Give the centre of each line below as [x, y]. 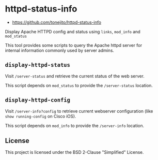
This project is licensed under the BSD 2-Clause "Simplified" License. [74, 152]
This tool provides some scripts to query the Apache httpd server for [73, 45]
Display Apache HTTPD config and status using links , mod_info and [73, 31]
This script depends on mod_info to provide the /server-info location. [75, 125]
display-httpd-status [38, 65]
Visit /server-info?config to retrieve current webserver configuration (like [79, 111]
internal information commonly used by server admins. [60, 50]
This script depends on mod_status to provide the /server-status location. [79, 85]
